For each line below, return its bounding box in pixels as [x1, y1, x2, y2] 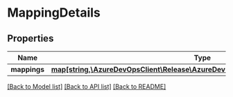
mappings [10, 64, 45, 74]
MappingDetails [7, 5, 101, 21]
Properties [7, 33, 54, 44]
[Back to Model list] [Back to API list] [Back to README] [7, 82, 166, 91]
